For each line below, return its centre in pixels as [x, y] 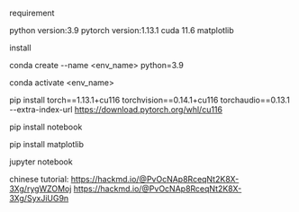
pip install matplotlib [46, 144]
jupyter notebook [41, 162]
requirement [32, 13]
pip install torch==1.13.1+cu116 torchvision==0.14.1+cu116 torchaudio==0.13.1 [149, 100]
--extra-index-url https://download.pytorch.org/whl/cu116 [116, 110]
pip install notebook [46, 127]
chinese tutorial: [39, 179]
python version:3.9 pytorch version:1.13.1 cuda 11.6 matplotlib [122, 30]
